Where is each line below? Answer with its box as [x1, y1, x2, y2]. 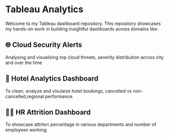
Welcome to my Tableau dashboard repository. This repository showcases [5, 20, 161, 26]
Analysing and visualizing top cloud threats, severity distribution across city [5, 54, 164, 60]
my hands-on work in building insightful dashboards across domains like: [5, 25, 159, 32]
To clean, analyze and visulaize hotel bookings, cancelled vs [5, 88, 132, 94]
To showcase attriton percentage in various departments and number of [5, 121, 156, 128]
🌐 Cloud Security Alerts [5, 41, 82, 49]
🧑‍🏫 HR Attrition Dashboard [5, 108, 91, 117]
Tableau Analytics [5, 4, 84, 15]
